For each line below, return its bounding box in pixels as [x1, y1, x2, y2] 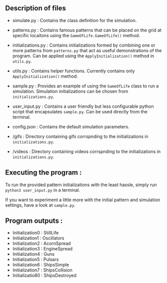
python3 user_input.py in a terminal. [5, 187, 80, 193]
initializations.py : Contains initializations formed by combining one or [12, 42, 156, 48]
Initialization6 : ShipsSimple [12, 262, 69, 268]
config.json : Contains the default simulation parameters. [12, 123, 129, 129]
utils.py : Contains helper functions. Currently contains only [12, 68, 135, 74]
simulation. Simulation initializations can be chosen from [12, 88, 128, 94]
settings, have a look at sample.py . [5, 202, 76, 208]
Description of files [5, 4, 66, 13]
